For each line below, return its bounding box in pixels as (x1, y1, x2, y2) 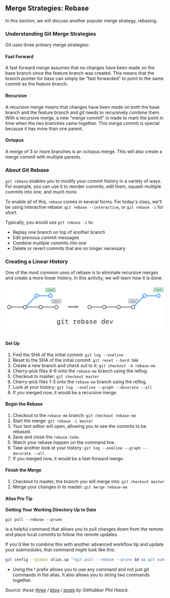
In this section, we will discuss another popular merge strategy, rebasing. (5, 17, 158, 23)
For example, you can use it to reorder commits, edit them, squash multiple (5, 183, 161, 190)
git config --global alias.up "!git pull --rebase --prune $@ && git (5, 557, 155, 562)
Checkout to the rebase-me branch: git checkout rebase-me (12, 412, 136, 418)
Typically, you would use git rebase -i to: (5, 219, 94, 226)
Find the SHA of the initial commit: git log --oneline (12, 352, 124, 358)
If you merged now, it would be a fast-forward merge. (12, 455, 124, 461)
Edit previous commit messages (12, 235, 79, 241)
